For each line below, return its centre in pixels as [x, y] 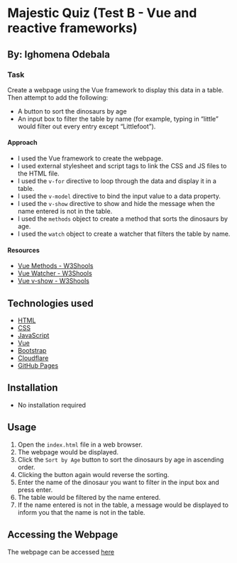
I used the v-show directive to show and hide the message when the [116, 204]
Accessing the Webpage [63, 535]
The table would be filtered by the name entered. [89, 497]
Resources [24, 250]
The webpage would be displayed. [68, 452]
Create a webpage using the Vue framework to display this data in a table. [116, 89]
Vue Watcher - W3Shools [55, 273]
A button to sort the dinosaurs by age [72, 111]
